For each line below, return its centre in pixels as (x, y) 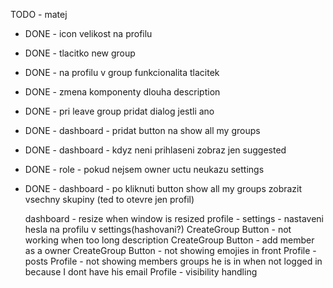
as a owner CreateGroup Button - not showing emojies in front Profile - (170, 250)
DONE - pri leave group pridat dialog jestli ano (119, 111)
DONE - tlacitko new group (80, 53)
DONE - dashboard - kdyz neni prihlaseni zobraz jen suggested (155, 150)
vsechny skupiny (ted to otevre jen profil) (109, 199)
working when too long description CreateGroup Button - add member (169, 240)
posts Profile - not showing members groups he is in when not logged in (173, 261)
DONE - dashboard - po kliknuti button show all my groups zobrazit (163, 188)
